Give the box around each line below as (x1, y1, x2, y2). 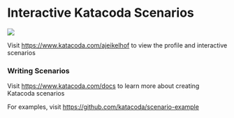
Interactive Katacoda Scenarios (7, 5, 194, 21)
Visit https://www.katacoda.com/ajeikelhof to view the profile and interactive (7, 40, 228, 50)
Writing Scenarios (7, 66, 70, 75)
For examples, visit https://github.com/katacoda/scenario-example (7, 103, 199, 111)
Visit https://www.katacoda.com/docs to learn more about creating (7, 82, 200, 90)
